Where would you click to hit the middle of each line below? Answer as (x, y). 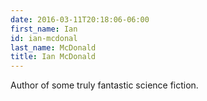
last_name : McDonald (53, 47)
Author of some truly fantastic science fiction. (104, 85)
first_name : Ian (44, 29)
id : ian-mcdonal (44, 38)
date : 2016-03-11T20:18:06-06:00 (80, 19)
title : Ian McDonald (53, 57)
